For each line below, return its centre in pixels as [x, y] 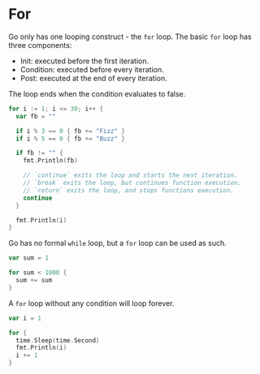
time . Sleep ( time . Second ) [58, 340]
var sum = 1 [28, 258]
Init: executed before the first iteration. [84, 61]
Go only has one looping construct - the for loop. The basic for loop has [130, 37]
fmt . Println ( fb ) [51, 161]
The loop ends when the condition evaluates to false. [97, 93]
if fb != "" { [39, 153]
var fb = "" [36, 116]
